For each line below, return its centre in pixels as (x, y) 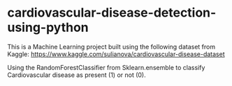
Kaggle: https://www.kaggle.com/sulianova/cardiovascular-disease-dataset (116, 54)
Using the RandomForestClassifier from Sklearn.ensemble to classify (106, 67)
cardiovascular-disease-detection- (112, 13)
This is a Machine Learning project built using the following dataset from (111, 46)
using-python (48, 27)
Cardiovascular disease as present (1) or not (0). (77, 75)
